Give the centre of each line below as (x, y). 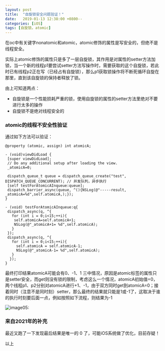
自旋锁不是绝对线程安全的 (38, 111)
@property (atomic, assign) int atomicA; (48, 146)
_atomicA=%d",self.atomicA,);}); (39, 194)
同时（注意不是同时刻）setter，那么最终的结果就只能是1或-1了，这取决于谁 (85, 292)
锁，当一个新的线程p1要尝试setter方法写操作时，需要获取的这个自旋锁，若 (80, 66)
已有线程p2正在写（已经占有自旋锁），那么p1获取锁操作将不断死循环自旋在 (84, 71)
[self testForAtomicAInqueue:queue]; (46, 186)
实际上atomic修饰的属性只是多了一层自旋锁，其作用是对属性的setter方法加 (81, 59)
